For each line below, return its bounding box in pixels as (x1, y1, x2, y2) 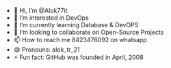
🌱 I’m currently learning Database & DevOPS (13, 21, 139, 29)
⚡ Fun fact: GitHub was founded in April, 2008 (13, 53, 144, 61)
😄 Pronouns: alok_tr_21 (13, 46, 80, 54)
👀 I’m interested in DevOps (13, 14, 89, 22)
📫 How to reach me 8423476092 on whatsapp (13, 36, 147, 44)
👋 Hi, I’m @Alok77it (13, 7, 68, 14)
